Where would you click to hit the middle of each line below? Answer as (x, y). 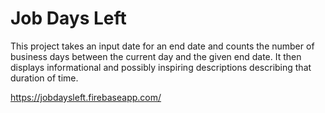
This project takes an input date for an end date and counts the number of (162, 46)
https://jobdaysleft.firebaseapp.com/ (86, 97)
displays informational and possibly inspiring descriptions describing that (161, 67)
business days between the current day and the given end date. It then (156, 56)
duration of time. (44, 78)
